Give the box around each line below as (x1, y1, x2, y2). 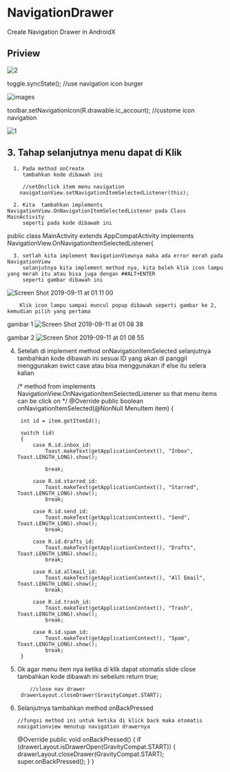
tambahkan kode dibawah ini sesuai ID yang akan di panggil (17, 354, 187, 362)
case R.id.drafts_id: (32, 538, 95, 545)
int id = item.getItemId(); (20, 417, 101, 424)
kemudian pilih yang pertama (7, 308, 91, 315)
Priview (7, 48, 41, 59)
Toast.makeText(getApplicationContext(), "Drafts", (45, 544, 197, 551)
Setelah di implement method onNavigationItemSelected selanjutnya (17, 346, 211, 355)
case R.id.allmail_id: (32, 568, 98, 575)
